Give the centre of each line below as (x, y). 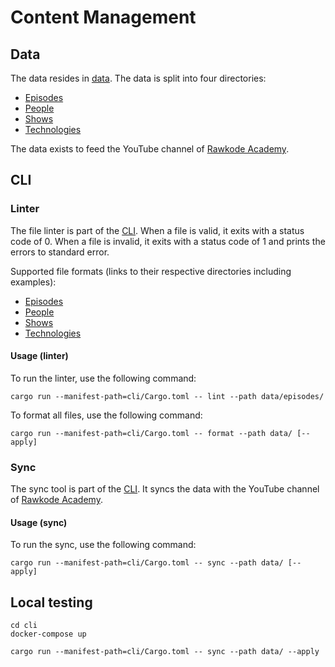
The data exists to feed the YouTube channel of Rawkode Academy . (150, 149)
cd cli (24, 626)
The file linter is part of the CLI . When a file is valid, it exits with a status (157, 230)
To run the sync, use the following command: (103, 545)
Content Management (103, 17)
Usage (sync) (39, 522)
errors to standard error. (60, 252)
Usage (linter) (39, 356)
